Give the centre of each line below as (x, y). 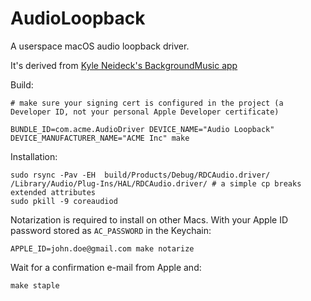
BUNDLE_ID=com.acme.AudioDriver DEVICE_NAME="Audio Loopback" (142, 129)
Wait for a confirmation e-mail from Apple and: (106, 267)
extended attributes (53, 192)
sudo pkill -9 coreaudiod (64, 201)
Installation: (34, 156)
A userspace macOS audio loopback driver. (100, 46)
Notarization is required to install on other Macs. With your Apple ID (149, 219)
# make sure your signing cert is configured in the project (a (147, 103)
